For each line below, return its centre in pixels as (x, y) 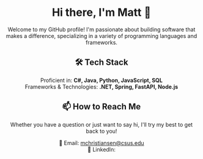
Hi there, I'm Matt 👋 (102, 13)
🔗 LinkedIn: (102, 149)
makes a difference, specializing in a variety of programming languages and (102, 35)
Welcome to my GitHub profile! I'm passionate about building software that (102, 29)
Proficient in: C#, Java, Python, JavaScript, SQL (102, 80)
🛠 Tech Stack (102, 63)
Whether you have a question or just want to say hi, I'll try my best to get (102, 124)
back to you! (102, 131)
